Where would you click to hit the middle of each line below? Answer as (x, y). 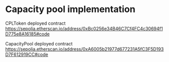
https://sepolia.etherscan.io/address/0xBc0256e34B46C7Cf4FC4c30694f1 (84, 28)
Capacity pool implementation (70, 9)
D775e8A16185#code (27, 34)
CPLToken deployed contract (36, 23)
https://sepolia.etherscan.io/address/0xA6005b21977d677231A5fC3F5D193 (84, 49)
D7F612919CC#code (27, 54)
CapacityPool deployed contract (39, 43)
